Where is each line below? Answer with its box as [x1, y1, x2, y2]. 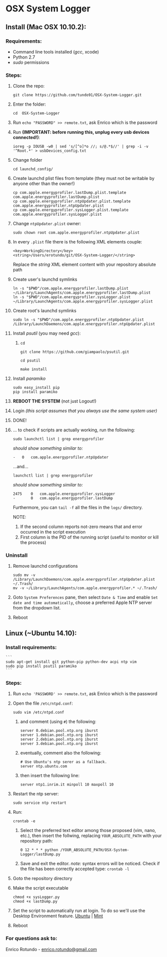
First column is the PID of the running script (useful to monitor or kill [20, 534, 159, 540]
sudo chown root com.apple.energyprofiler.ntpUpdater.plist [12, 230, 140, 236]
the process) [20, 539, 47, 545]
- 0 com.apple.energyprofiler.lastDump [12, 496, 113, 501]
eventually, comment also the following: [20, 750, 101, 756]
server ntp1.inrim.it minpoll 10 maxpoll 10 [20, 782, 114, 787]
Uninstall [5, 552, 28, 559]
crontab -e [12, 819, 36, 824]
